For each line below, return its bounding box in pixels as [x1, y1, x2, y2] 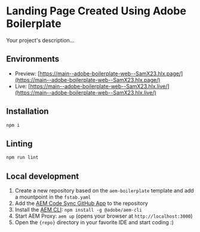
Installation [6, 106, 49, 117]
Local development [6, 171, 79, 181]
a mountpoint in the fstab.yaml [14, 193, 91, 200]
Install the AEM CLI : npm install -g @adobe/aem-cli [14, 206, 142, 213]
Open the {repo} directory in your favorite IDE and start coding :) [14, 218, 174, 225]
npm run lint [6, 154, 39, 161]
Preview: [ [14, 70, 40, 77]
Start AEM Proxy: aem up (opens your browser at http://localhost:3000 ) [14, 212, 193, 219]
